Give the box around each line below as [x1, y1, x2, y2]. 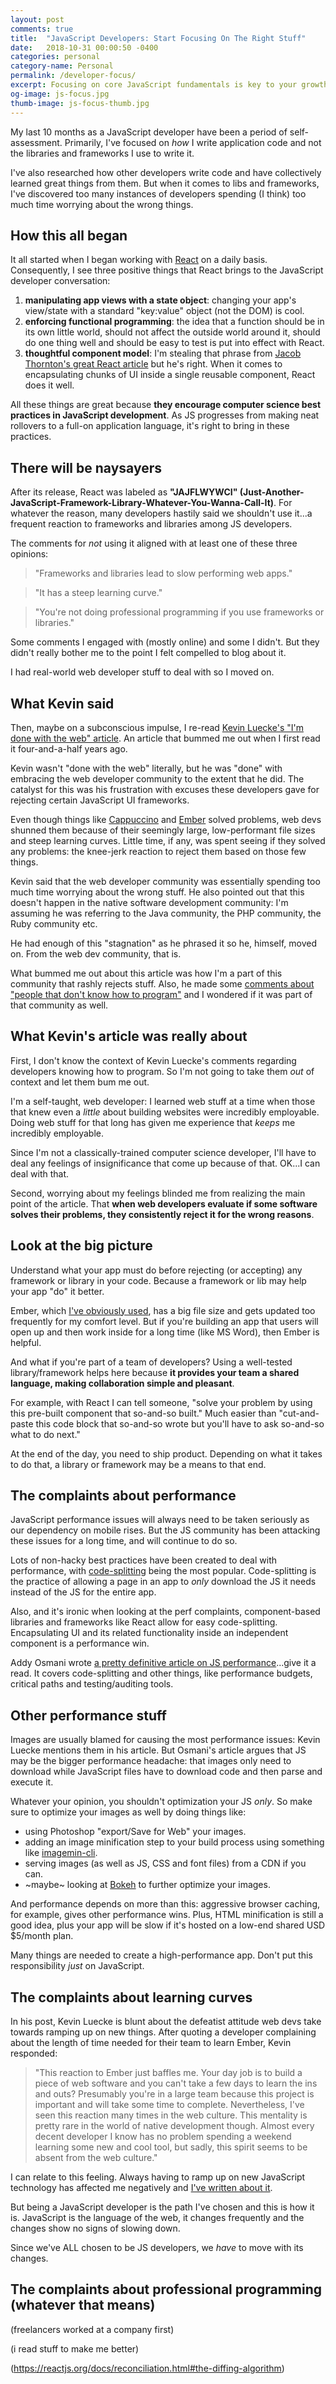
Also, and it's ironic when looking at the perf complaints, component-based [10, 1606, 321, 1618]
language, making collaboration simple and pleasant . [10, 1377, 235, 1389]
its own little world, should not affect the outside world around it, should [24, 326, 321, 338]
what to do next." [10, 1428, 81, 1440]
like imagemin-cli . [24, 1847, 98, 1859]
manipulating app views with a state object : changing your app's [24, 294, 297, 306]
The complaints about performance [10, 1487, 237, 1504]
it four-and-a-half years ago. [10, 742, 128, 755]
